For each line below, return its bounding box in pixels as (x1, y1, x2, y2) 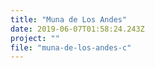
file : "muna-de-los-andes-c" (10, 42, 132, 53)
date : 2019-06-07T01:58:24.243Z (10, 24, 145, 34)
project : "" (10, 33, 60, 43)
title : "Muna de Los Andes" (10, 14, 128, 25)
